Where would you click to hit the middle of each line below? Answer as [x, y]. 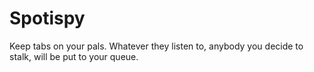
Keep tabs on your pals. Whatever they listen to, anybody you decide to [156, 46]
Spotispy [47, 18]
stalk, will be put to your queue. [74, 56]
